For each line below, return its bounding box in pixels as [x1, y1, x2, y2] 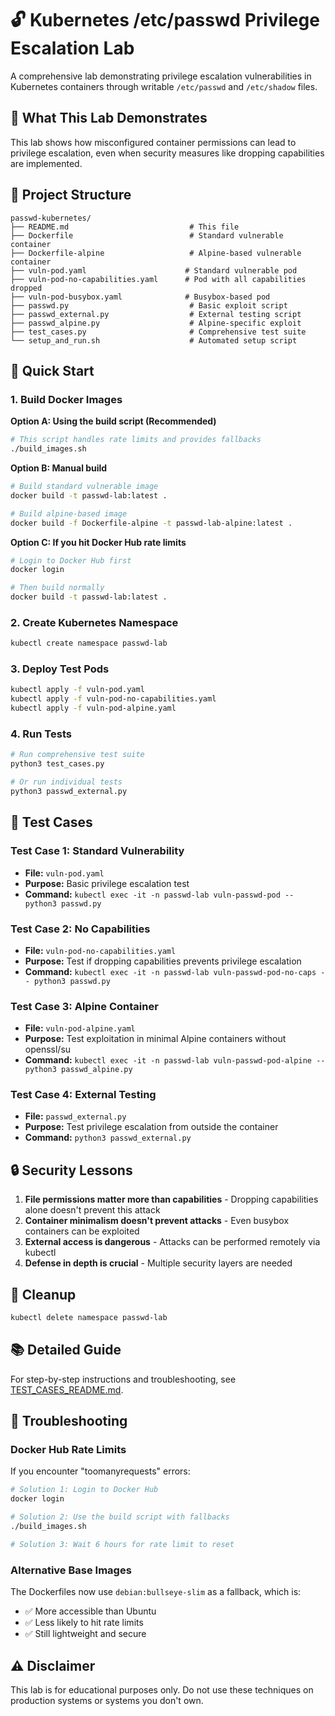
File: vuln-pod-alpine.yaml [24, 1022, 136, 1034]
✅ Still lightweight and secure [24, 1628, 147, 1640]
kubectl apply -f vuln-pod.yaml [10, 685, 145, 695]
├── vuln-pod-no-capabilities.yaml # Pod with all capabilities [10, 274, 307, 284]
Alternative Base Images [10, 1563, 132, 1577]
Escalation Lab [10, 37, 135, 60]
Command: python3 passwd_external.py [24, 1132, 192, 1144]
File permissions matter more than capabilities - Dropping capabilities [24, 1193, 319, 1206]
